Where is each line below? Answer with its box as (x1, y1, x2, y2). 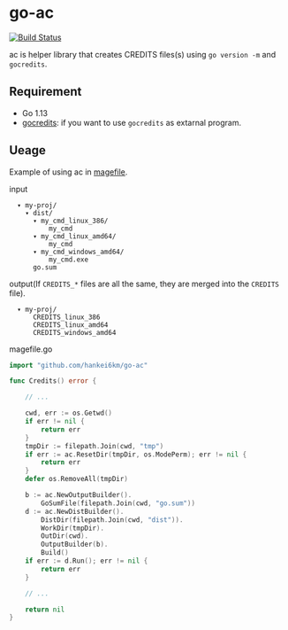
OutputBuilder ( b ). (41, 540, 109, 549)
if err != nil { (25, 417, 86, 426)
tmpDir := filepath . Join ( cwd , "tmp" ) (25, 441, 164, 450)
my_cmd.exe (48, 255, 89, 264)
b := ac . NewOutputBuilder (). (25, 491, 133, 500)
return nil (25, 605, 65, 614)
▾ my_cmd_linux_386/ (32, 216, 109, 225)
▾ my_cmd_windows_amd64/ (32, 247, 125, 256)
